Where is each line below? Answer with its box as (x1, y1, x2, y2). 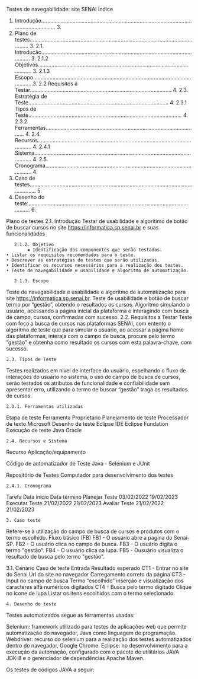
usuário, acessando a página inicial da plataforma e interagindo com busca (6, 307, 189, 314)
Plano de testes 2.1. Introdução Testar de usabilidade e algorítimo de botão (6, 218, 188, 225)
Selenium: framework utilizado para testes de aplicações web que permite (6, 623, 187, 630)
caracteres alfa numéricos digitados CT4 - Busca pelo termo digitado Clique (6, 584, 192, 590)
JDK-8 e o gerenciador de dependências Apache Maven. (6, 655, 145, 661)
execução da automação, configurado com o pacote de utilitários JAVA (6, 648, 179, 655)
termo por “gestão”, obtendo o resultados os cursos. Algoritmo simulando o (6, 301, 190, 308)
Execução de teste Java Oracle (6, 427, 82, 433)
